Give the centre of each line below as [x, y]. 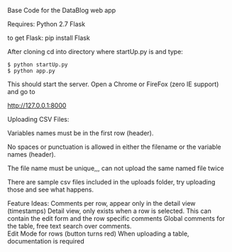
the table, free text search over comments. [70, 226]
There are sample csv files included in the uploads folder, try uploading [111, 182]
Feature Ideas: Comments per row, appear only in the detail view [102, 203]
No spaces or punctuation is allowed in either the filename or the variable [114, 147]
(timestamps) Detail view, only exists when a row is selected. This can [109, 211]
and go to [21, 91]
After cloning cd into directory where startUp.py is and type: [95, 52]
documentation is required [46, 241]
